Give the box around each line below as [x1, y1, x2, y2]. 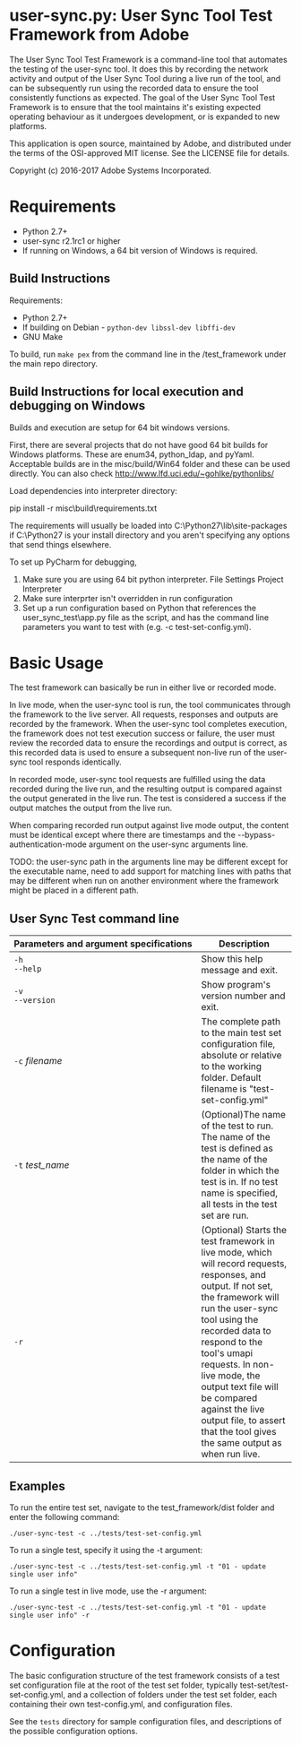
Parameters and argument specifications [13, 937, 193, 950]
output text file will [201, 1381, 279, 1394]
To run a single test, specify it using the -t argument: [9, 1545, 203, 1556]
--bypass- [236, 830, 276, 841]
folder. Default [201, 1072, 262, 1084]
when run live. [201, 1448, 261, 1461]
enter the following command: [9, 1512, 120, 1523]
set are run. [201, 1209, 249, 1222]
